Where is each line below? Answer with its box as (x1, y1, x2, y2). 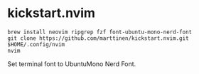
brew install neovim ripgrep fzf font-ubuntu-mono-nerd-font (7, 28, 193, 36)
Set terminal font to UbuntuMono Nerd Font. (7, 59, 136, 68)
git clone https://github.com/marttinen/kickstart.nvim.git (7, 34, 190, 42)
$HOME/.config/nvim (7, 41, 65, 48)
